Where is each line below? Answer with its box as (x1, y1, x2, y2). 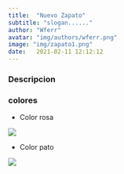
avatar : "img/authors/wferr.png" (8, 33, 118, 42)
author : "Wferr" (8, 26, 61, 34)
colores (8, 95, 38, 106)
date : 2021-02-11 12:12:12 (8, 48, 104, 56)
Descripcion (8, 74, 57, 85)
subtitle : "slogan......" (8, 19, 93, 27)
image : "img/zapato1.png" (8, 41, 93, 49)
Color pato (19, 143, 54, 152)
